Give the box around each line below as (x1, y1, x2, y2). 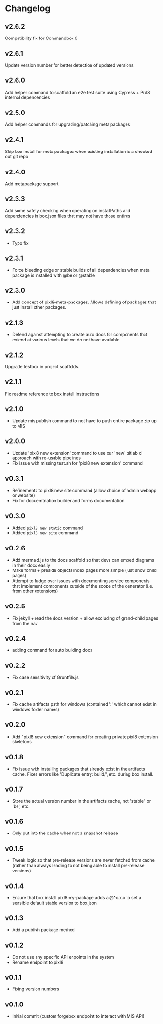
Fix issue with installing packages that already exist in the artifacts (12, 766, 145, 772)
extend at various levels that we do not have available (12, 337, 120, 342)
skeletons (12, 739, 32, 744)
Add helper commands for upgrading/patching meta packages (5, 121, 130, 127)
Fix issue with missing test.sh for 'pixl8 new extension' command (12, 460, 143, 466)
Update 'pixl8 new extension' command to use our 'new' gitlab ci (12, 450, 143, 456)
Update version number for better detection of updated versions (5, 62, 134, 68)
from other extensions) (12, 588, 58, 594)
